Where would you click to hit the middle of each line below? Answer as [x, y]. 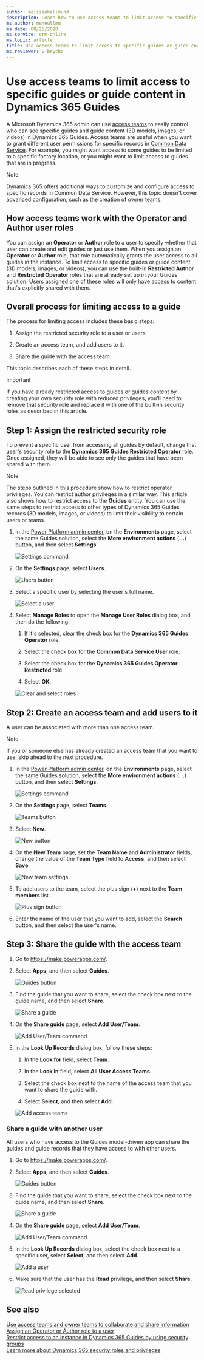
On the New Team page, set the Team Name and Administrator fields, [104, 852]
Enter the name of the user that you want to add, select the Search [99, 919]
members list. [32, 895]
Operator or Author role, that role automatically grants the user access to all [102, 255]
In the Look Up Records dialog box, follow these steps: [84, 1047]
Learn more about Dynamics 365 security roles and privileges [83, 1350]
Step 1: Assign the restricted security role [87, 430]
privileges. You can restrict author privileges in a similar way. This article [97, 494]
